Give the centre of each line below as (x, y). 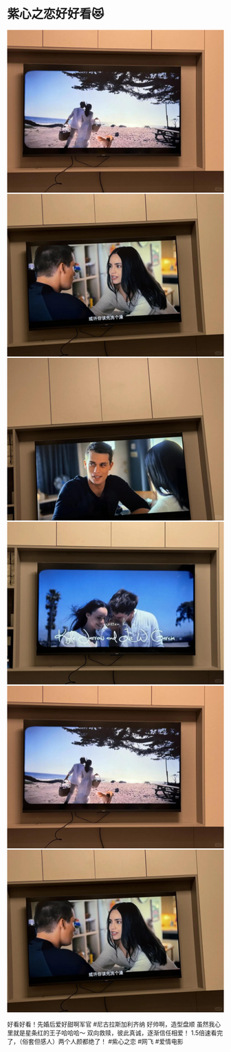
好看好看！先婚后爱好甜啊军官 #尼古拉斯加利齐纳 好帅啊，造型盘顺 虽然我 (111, 1024)
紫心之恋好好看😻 (56, 14)
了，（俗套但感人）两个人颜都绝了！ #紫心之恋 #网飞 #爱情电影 (95, 1041)
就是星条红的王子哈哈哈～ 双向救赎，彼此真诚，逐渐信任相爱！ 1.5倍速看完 (118, 1033)
